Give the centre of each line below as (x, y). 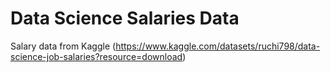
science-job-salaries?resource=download (96, 56)
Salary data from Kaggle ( (63, 46)
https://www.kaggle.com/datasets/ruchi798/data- (218, 46)
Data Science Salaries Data (125, 18)
